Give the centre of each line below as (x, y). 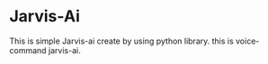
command (28, 50)
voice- (247, 41)
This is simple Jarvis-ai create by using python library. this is (121, 41)
